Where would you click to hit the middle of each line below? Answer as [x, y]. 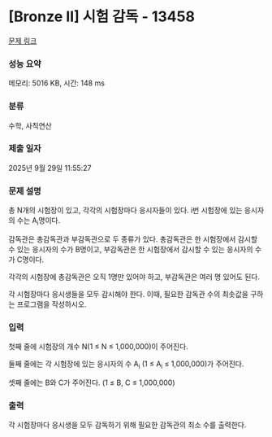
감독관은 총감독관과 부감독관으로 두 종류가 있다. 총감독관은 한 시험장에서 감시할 [133, 239]
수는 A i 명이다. [39, 221]
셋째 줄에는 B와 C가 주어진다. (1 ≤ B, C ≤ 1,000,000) [92, 382]
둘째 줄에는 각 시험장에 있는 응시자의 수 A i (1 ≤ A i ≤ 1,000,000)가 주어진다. [126, 365]
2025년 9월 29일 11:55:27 [50, 168]
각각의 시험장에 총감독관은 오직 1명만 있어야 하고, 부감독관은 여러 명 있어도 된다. [134, 277]
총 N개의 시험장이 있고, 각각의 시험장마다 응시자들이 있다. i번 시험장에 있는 [125, 210]
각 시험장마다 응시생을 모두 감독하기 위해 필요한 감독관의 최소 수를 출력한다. [127, 425]
